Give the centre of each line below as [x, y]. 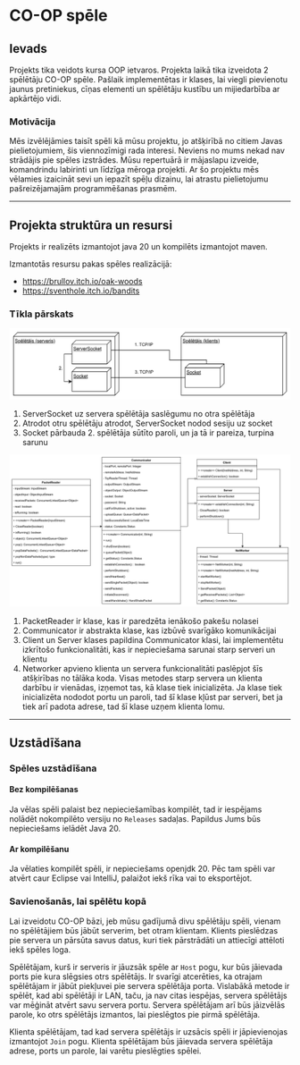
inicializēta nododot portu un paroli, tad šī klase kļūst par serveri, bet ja [152, 697]
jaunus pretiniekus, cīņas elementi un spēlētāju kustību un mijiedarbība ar [145, 89]
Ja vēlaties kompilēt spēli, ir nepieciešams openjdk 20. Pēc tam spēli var [142, 869]
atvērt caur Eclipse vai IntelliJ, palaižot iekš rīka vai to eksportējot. [131, 878]
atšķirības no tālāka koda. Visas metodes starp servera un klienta [142, 678]
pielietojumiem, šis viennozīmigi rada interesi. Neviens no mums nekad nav [147, 151]
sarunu [35, 442]
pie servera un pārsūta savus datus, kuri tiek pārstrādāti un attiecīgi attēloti [147, 940]
